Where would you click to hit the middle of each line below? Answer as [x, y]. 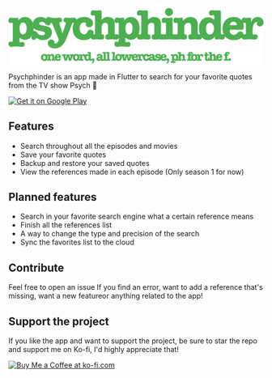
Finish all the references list [66, 225]
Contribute [36, 268]
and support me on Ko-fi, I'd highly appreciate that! [94, 349]
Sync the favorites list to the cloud [77, 242]
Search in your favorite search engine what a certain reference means [137, 217]
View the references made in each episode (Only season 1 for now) [132, 172]
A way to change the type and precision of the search [110, 234]
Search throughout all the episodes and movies [99, 146]
